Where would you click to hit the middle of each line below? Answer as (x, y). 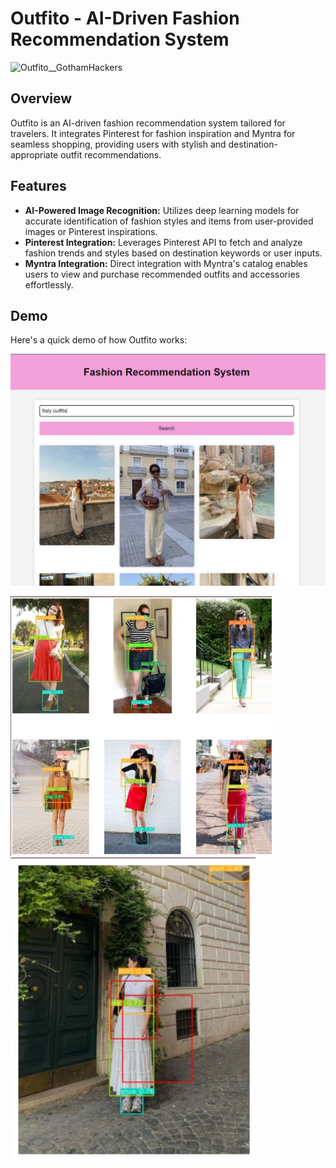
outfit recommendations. (111, 154)
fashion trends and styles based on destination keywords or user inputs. (173, 253)
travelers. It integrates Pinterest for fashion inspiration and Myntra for (153, 133)
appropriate (34, 154)
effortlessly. (49, 284)
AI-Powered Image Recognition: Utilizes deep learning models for (162, 210)
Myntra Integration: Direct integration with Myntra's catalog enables (166, 263)
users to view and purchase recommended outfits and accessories (162, 274)
